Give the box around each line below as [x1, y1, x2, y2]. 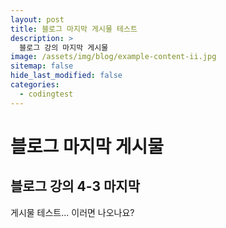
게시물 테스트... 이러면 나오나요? [10, 206, 135, 218]
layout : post [10, 14, 65, 25]
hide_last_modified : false [10, 71, 123, 81]
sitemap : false [10, 61, 74, 71]
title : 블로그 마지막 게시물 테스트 [10, 24, 138, 34]
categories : [10, 80, 60, 90]
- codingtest [19, 89, 74, 99]
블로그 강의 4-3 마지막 [10, 178, 140, 195]
